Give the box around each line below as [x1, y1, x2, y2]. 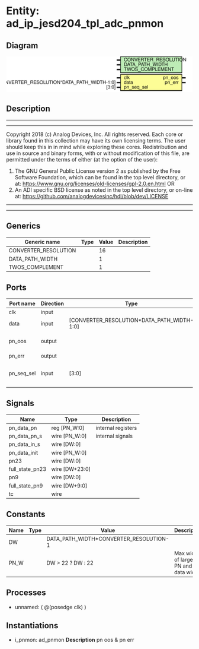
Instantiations [6, 620, 59, 631]
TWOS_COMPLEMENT [8, 263, 64, 271]
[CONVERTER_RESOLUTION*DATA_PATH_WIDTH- [69, 316, 194, 324]
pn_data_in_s [8, 441, 40, 448]
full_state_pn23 [8, 466, 46, 473]
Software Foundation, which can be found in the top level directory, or [14, 173, 185, 181]
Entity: [6, 4, 40, 18]
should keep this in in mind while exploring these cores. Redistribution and [6, 143, 188, 150]
